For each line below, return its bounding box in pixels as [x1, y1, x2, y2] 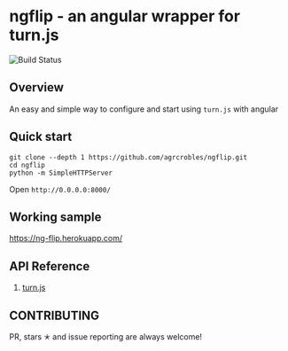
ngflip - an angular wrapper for [9, 6, 241, 27]
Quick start [9, 129, 73, 144]
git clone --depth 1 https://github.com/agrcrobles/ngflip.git [9, 152, 248, 161]
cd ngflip [9, 160, 46, 169]
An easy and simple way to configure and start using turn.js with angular [9, 104, 279, 114]
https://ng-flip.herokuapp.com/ [9, 233, 122, 244]
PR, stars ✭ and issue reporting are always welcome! [9, 331, 202, 342]
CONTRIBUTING [9, 308, 100, 323]
